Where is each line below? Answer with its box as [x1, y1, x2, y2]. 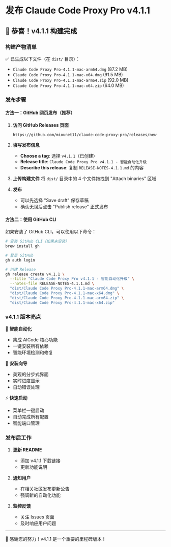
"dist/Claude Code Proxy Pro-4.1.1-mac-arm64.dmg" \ [10, 286, 124, 291]
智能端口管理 [12, 420, 40, 426]
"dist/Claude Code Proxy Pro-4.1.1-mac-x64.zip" [10, 300, 115, 305]
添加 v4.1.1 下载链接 [20, 457, 61, 464]
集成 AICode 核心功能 [12, 337, 58, 343]
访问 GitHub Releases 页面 [12, 122, 69, 128]
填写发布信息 [12, 142, 40, 148]
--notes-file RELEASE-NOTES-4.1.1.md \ [10, 281, 95, 287]
